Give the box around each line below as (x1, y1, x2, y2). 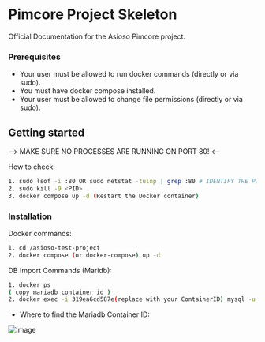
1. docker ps (8, 280, 51, 289)
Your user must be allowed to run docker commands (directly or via (19, 70, 239, 79)
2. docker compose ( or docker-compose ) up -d (8, 251, 160, 259)
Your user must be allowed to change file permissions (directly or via (19, 95, 243, 104)
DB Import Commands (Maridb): (8, 265, 113, 275)
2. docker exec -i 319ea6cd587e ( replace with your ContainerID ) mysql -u (8, 295, 256, 303)
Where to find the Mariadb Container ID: (19, 310, 150, 319)
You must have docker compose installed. (19, 86, 156, 96)
